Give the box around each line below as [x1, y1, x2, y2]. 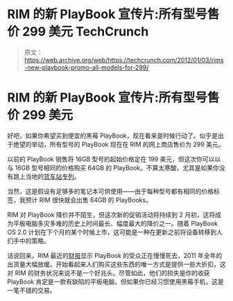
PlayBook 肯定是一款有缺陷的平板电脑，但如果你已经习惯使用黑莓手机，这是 [7, 277, 224, 286]
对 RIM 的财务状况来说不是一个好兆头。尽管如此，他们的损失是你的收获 [7, 268, 210, 277]
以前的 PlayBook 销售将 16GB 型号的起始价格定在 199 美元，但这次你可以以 [7, 154, 221, 163]
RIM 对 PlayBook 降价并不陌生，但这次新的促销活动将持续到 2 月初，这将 [7, 210, 216, 219]
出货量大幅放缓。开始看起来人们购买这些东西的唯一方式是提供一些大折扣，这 [7, 260, 226, 268]
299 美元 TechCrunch [21, 24, 149, 40]
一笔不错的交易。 [7, 286, 56, 294]
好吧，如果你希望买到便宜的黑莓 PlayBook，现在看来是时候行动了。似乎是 [7, 131, 218, 140]
